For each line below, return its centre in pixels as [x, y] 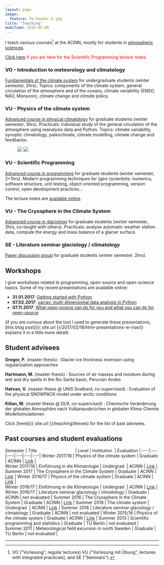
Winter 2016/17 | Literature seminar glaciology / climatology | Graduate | [77, 492]
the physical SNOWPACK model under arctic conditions [61, 394]
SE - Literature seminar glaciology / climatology [63, 245]
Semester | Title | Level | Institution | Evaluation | [73, 450]
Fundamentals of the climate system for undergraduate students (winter [77, 81]
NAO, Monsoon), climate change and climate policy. [57, 96]
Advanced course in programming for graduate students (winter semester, [80, 173]
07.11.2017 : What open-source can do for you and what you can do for [83, 308]
